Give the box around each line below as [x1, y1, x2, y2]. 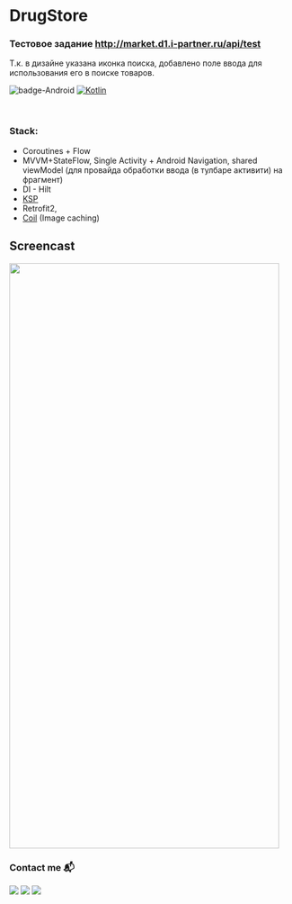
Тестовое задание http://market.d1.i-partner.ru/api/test [9, 38, 261, 50]
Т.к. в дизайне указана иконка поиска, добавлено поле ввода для [9, 58, 262, 68]
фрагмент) [22, 174, 64, 185]
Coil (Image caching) [22, 212, 101, 223]
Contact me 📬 [9, 861, 75, 873]
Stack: [9, 125, 39, 138]
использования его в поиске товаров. [9, 68, 155, 78]
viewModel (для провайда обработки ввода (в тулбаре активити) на [22, 164, 283, 176]
